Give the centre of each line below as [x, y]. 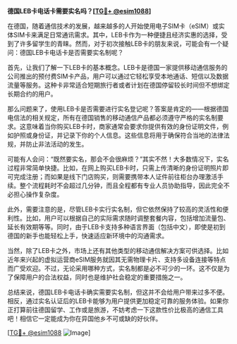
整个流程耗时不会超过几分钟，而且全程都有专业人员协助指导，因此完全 [121, 185]
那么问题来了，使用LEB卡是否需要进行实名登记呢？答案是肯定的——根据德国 [118, 109]
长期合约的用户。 [32, 94]
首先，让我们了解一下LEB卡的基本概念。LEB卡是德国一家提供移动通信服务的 [117, 67]
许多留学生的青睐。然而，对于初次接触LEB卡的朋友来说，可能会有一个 [121, 44]
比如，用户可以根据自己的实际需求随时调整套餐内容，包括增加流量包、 [128, 218]
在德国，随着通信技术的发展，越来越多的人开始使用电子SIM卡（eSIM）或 [113, 26]
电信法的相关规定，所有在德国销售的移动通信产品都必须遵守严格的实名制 [112, 118]
